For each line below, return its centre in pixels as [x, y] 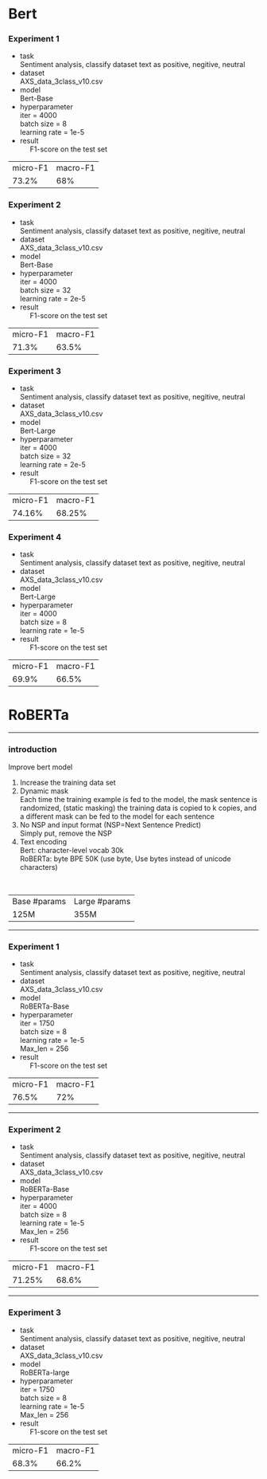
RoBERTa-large [44, 1372]
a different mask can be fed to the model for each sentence [117, 816]
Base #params [39, 901]
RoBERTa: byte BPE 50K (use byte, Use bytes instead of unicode [126, 859]
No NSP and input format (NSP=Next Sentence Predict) [110, 824]
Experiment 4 [35, 537]
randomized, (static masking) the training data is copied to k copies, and [138, 808]
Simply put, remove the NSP [66, 833]
